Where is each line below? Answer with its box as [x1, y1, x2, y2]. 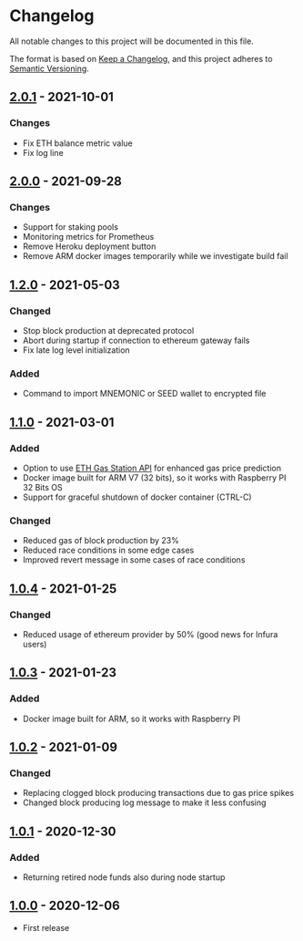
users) [22, 638, 47, 649]
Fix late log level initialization [22, 345, 130, 356]
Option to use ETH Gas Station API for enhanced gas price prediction [22, 462, 282, 473]
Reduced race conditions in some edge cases [22, 544, 195, 556]
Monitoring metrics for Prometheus [22, 232, 155, 243]
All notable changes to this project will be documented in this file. [9, 36, 255, 47]
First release [22, 922, 70, 933]
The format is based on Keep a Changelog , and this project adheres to [9, 53, 273, 64]
